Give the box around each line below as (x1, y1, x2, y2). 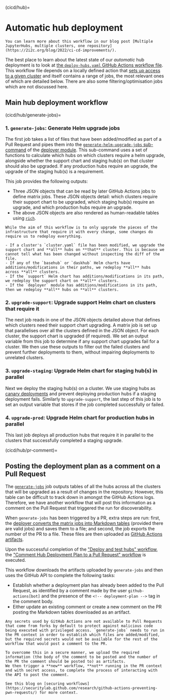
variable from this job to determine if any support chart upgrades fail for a (5, 338, 159, 344)
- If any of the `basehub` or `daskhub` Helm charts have (5, 261, 130, 266)
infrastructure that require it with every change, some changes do (5, 230, 153, 235)
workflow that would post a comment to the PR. (5, 641, 108, 646)
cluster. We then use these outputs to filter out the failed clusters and (5, 344, 150, 350)
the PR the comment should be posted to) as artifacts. (5, 659, 126, 664)
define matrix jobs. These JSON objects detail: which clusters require (12, 194, 158, 200)
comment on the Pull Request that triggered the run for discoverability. (5, 505, 153, 511)
